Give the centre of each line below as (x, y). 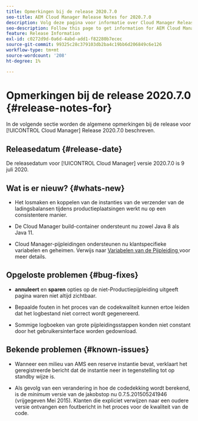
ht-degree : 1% (24, 61)
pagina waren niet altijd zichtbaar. (56, 295)
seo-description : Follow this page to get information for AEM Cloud (93, 28)
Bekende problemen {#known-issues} (78, 350)
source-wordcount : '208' (37, 56)
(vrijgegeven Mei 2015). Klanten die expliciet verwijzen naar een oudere (102, 400)
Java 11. (24, 233)
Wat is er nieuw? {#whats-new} (65, 188)
